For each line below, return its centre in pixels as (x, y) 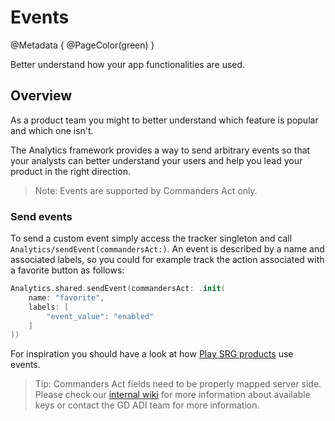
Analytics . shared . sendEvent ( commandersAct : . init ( (118, 289)
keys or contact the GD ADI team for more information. (147, 405)
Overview (41, 96)
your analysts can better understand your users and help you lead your (156, 160)
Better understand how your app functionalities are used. (128, 64)
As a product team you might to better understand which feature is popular (164, 120)
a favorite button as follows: (67, 270)
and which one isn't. (52, 130)
